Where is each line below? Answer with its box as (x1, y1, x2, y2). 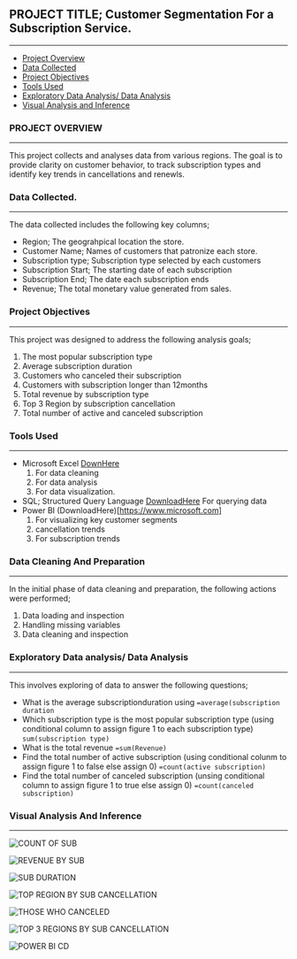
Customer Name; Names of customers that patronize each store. (21, 246, 258, 257)
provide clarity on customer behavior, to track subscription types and (9, 159, 261, 171)
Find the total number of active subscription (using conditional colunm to (21, 751, 287, 762)
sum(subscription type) (21, 734, 110, 743)
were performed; (9, 593, 71, 604)
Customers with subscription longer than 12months (21, 380, 209, 390)
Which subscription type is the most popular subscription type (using (21, 714, 274, 725)
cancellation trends (34, 524, 106, 534)
